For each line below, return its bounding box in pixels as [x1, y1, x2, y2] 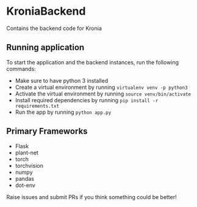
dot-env [15, 181, 35, 189]
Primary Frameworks [6, 126, 88, 137]
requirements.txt [15, 103, 60, 109]
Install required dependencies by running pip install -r [15, 96, 159, 103]
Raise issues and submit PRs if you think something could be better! [6, 193, 177, 200]
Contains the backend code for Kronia [6, 24, 102, 32]
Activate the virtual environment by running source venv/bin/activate [15, 90, 191, 97]
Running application [6, 42, 85, 53]
